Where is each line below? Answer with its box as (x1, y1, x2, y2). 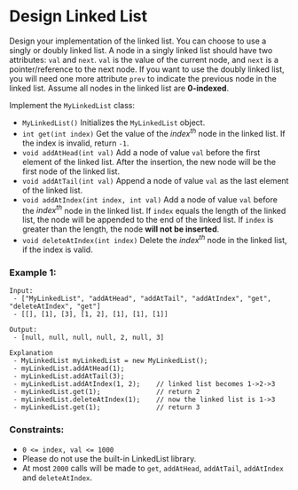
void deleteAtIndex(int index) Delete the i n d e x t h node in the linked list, (21, 233, 287, 245)
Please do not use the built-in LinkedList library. (21, 453, 197, 463)
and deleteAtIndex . (21, 472, 93, 483)
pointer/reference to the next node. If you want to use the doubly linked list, (9, 64, 286, 75)
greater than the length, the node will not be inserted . (21, 224, 220, 234)
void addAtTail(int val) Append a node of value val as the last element (21, 175, 289, 186)
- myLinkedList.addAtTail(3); (12, 372, 125, 381)
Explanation (9, 349, 53, 358)
